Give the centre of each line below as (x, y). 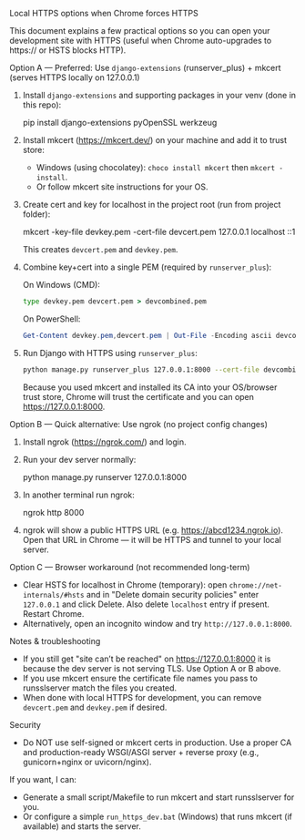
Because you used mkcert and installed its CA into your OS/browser (150, 387)
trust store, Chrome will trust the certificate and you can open (138, 396)
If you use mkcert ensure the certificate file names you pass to (140, 678)
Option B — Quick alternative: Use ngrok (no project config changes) (139, 424)
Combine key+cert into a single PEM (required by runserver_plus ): (147, 267)
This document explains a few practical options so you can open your (140, 31)
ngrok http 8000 (53, 512)
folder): (36, 214)
